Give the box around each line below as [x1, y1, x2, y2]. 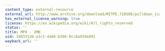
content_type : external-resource [5, 7, 74, 12]
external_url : [5, 12, 34, 17]
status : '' [5, 25, 27, 30]
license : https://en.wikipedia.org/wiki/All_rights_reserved [5, 20, 133, 26]
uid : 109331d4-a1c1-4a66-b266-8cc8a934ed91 [5, 34, 96, 39]
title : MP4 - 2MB [5, 30, 41, 34]
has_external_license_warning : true [5, 16, 80, 21]
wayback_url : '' [5, 39, 38, 44]
